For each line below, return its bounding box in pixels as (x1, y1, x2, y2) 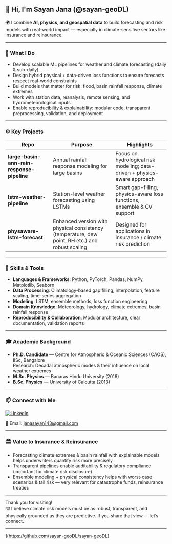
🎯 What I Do (5, 49, 35, 57)
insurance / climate (115, 234, 161, 241)
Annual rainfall (53, 156, 88, 163)
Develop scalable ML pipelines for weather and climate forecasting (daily (12, 61, 166, 67)
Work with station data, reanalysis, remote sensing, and (12, 94, 130, 100)
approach (131, 176, 155, 183)
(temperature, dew (53, 231, 98, 238)
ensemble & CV (115, 203, 153, 211)
